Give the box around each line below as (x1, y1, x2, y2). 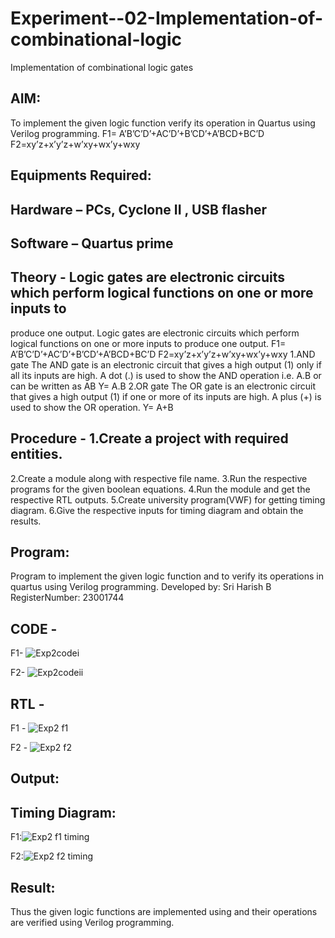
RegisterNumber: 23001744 (10, 592, 125, 604)
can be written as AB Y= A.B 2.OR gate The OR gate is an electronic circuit (10, 380, 317, 392)
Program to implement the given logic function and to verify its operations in (10, 570, 324, 582)
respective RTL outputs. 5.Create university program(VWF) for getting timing (10, 493, 326, 506)
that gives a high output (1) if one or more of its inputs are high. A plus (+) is (10, 390, 322, 402)
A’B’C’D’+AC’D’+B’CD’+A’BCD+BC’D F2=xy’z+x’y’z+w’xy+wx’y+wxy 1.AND (10, 348, 316, 360)
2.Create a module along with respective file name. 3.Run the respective (10, 472, 308, 484)
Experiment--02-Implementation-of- (10, 7, 323, 30)
